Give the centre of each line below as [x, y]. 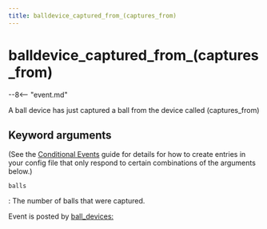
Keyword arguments [60, 135]
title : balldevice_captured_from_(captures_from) [93, 16]
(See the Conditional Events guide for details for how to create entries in [127, 155]
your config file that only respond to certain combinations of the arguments [132, 163]
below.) [20, 171]
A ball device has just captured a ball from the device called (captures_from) [134, 110]
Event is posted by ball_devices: [61, 216]
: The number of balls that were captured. [77, 201]
